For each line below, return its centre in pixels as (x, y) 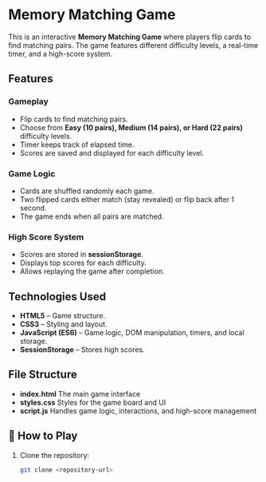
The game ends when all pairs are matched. (92, 216)
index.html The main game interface (80, 393)
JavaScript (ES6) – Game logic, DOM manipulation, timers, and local (132, 333)
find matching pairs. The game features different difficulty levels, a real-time (133, 45)
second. (33, 207)
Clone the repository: (55, 455)
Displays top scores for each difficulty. (83, 263)
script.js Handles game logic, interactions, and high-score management (138, 411)
